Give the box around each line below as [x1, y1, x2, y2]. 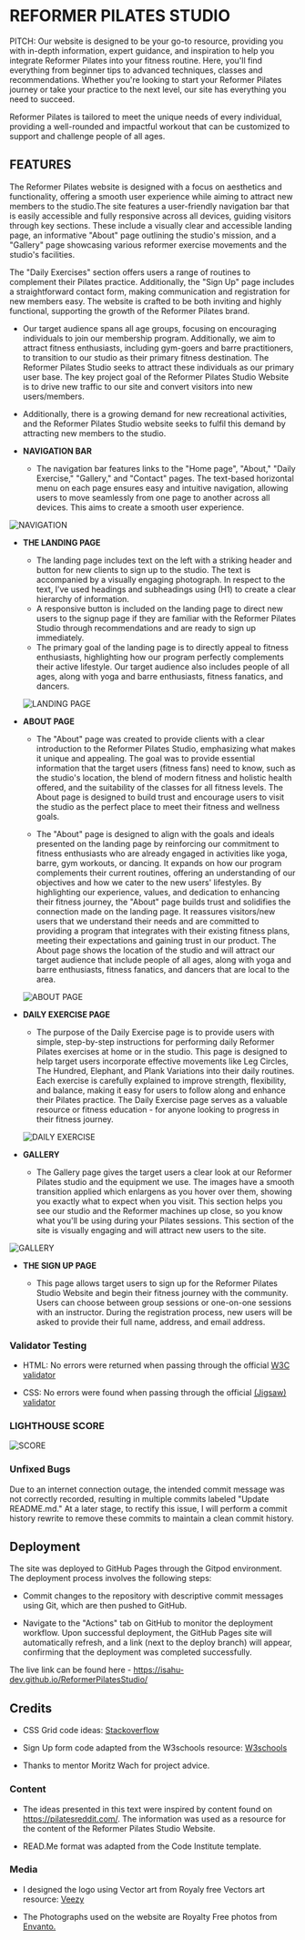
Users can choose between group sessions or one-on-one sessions [36, 1297, 292, 1308]
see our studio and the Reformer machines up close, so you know [36, 1205, 283, 1216]
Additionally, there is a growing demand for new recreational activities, [22, 408, 288, 419]
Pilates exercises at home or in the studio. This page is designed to [36, 1046, 288, 1057]
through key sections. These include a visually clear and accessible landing [9, 220, 293, 230]
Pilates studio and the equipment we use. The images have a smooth [36, 1176, 295, 1187]
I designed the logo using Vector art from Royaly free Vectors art [22, 1884, 266, 1894]
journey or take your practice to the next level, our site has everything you [9, 84, 287, 95]
